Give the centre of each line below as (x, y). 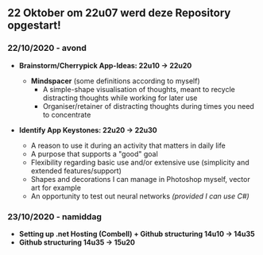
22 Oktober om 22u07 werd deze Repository (119, 13)
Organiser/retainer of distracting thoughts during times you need (149, 106)
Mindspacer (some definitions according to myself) (115, 81)
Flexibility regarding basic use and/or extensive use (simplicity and (140, 162)
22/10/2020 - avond (47, 48)
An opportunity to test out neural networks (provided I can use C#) (140, 196)
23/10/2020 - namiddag (55, 216)
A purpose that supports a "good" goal (94, 153)
